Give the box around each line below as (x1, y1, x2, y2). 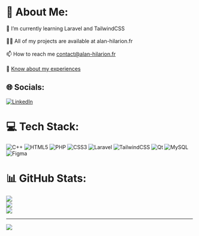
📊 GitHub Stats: (6, 172, 87, 185)
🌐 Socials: (6, 82, 45, 92)
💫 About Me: (6, 5, 69, 19)
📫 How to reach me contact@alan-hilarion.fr (6, 50, 116, 57)
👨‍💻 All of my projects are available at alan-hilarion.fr (6, 37, 133, 44)
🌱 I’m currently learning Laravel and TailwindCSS (6, 25, 125, 32)
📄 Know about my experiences (6, 65, 81, 72)
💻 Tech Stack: (6, 119, 79, 133)
